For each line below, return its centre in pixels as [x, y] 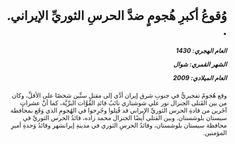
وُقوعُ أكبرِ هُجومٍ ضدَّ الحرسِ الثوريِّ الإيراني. [117, 16]
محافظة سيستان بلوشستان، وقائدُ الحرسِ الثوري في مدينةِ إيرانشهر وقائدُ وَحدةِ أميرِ [119, 125]
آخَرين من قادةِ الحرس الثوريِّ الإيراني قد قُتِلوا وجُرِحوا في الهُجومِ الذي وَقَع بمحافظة [119, 110]
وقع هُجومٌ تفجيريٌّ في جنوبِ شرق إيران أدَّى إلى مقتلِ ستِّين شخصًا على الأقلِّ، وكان [119, 96]
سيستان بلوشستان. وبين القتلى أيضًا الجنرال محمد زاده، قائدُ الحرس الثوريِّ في [125, 118]
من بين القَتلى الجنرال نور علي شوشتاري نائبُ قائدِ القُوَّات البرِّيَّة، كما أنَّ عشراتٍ [123, 103]
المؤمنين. [215, 133]
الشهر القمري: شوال [200, 64]
